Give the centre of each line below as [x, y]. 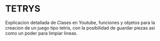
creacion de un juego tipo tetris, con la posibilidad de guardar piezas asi [80, 27]
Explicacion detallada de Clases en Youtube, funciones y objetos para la [80, 22]
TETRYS [23, 9]
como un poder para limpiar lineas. [41, 33]
